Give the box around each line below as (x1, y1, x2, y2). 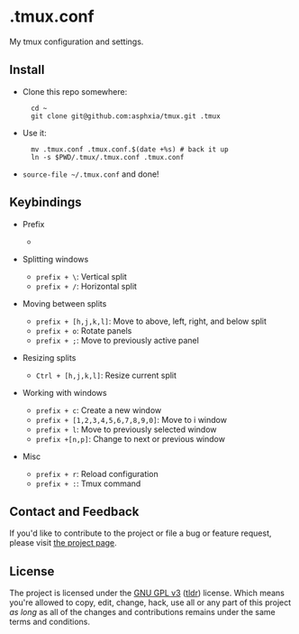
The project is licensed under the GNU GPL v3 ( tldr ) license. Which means (9, 588, 285, 599)
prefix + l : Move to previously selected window (35, 424, 217, 435)
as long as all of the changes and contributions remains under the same (9, 607, 276, 618)
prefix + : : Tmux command (35, 478, 141, 489)
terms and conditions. (9, 616, 91, 628)
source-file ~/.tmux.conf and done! (22, 169, 159, 179)
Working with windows (22, 387, 107, 398)
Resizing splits (22, 352, 77, 363)
